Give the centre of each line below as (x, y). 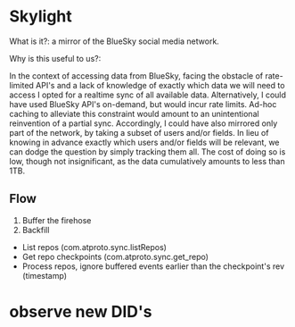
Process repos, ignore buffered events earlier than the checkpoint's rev (153, 266)
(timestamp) (44, 275)
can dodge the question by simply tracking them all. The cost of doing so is (147, 151)
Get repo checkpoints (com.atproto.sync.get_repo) (115, 256)
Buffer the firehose (57, 220)
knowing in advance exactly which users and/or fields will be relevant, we (144, 142)
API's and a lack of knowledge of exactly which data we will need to (160, 85)
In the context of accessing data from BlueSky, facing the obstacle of (136, 75)
